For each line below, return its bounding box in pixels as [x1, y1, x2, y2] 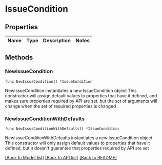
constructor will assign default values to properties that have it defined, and [5, 92, 157, 98]
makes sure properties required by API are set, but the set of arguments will [5, 98, 157, 104]
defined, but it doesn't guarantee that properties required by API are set [5, 145, 149, 151]
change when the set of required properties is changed [5, 103, 116, 109]
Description [43, 37, 71, 44]
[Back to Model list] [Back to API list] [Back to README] [5, 154, 117, 160]
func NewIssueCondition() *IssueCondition [5, 79, 93, 84]
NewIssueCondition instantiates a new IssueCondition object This [5, 88, 137, 93]
